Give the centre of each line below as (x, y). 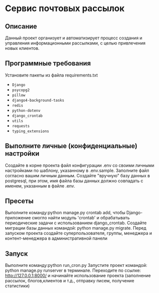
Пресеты (19, 201)
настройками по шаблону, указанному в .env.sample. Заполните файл (77, 170)
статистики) (17, 286)
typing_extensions (30, 131)
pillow (19, 95)
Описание (21, 26)
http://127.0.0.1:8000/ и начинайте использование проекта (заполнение (78, 276)
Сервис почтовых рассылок (65, 8)
